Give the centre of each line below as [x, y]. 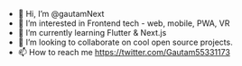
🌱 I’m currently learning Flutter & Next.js [92, 33]
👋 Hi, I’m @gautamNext [61, 14]
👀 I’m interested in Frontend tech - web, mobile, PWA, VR [124, 23]
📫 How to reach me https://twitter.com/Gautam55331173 [124, 52]
